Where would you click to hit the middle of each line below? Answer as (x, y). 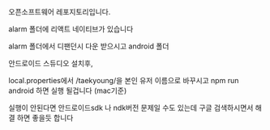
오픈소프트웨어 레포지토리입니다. (60, 12)
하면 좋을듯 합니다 (45, 118)
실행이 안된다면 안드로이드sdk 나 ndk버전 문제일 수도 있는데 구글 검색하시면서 (131, 108)
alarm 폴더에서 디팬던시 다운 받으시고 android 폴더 (89, 46)
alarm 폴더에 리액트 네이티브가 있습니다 (71, 29)
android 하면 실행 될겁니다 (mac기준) (68, 90)
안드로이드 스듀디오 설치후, (51, 63)
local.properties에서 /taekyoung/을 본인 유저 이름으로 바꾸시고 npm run (124, 80)
